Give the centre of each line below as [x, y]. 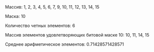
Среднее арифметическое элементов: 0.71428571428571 [65, 44]
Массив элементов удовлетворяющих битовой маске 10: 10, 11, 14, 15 [77, 35]
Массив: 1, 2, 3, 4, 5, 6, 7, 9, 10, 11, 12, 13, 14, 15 [52, 7]
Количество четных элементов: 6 [40, 26]
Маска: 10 [15, 16]
